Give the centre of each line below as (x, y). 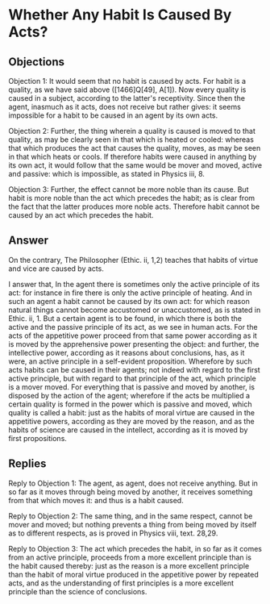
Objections (37, 62)
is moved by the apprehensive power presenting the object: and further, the (134, 344)
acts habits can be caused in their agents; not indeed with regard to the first (134, 369)
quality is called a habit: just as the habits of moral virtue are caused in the (132, 412)
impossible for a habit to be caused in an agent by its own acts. (113, 115)
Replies (27, 464)
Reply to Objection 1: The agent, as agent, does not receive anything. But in (133, 483)
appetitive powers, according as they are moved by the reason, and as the (132, 421)
